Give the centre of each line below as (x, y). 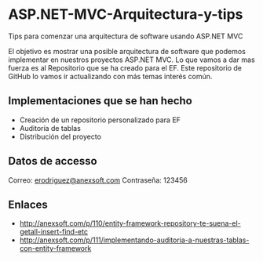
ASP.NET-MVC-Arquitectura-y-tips (126, 14)
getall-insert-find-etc (54, 232)
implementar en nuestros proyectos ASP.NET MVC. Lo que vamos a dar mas (131, 60)
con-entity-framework (55, 248)
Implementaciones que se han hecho (100, 101)
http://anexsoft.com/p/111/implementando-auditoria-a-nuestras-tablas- (134, 240)
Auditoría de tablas (50, 128)
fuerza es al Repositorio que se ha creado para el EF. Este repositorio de (125, 67)
